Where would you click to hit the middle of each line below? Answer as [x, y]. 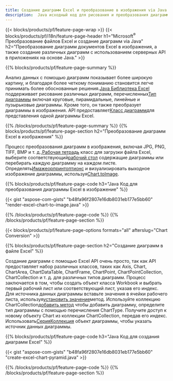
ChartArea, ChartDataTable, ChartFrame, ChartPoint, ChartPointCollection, [84, 272]
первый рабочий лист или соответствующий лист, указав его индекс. [82, 288]
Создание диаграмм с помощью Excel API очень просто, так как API [81, 261]
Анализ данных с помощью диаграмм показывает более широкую [79, 78]
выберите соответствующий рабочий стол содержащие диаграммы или [84, 158]
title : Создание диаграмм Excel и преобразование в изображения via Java [86, 10]
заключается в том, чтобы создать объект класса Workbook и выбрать [84, 283]
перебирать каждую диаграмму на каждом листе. [61, 163]
